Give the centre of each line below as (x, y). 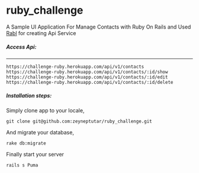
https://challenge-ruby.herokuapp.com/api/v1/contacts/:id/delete (90, 82)
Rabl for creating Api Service (41, 33)
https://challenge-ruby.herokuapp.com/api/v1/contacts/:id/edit (87, 77)
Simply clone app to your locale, (45, 110)
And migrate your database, (40, 132)
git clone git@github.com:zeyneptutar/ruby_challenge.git (79, 121)
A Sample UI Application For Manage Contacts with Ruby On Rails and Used (99, 27)
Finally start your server (35, 154)
